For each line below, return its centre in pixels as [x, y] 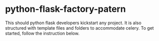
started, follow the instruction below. [42, 33]
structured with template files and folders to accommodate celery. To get [79, 28]
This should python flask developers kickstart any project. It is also [73, 23]
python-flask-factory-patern [66, 9]
